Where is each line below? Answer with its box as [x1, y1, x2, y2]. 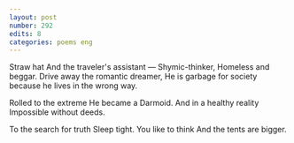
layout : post [9, 12, 58, 22]
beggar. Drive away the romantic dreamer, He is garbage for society [9, 71, 258, 82]
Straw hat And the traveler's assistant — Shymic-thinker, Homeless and [9, 62, 270, 72]
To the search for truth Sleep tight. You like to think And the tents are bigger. [9, 124, 287, 135]
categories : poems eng [9, 37, 93, 47]
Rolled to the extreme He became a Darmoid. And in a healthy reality [9, 98, 259, 109]
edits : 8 [9, 29, 42, 38]
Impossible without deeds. [9, 107, 106, 117]
